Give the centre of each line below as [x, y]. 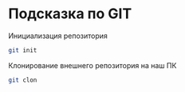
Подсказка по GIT [70, 14]
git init [23, 50]
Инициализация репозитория [58, 36]
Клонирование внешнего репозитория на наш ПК [92, 65]
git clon [23, 80]
